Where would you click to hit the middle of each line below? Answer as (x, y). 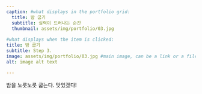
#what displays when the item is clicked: (60, 40)
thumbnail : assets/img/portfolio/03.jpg (63, 28)
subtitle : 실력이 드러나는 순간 (46, 23)
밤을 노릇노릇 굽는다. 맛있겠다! (41, 85)
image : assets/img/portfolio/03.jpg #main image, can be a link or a (95, 56)
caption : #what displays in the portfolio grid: (68, 12)
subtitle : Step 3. (29, 51)
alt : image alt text (32, 62)
